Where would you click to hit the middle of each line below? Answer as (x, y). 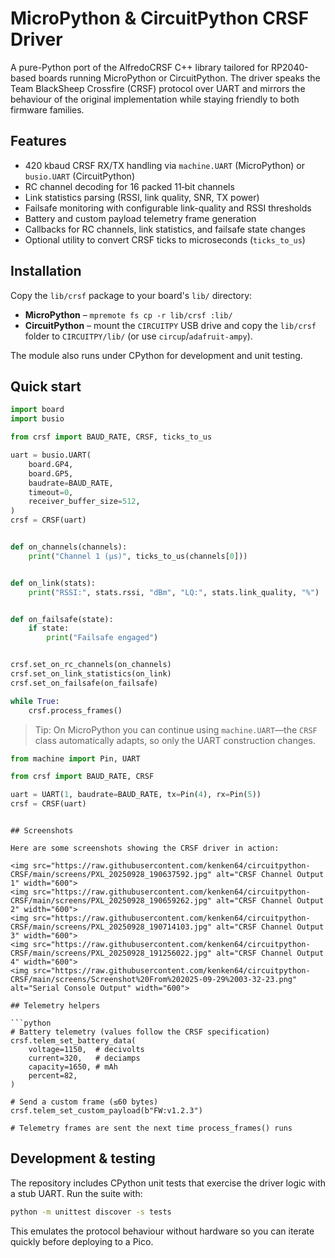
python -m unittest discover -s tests (91, 1212)
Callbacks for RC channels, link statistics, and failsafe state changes (165, 229)
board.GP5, (51, 473)
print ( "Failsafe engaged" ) (102, 638)
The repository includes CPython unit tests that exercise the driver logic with (168, 1183)
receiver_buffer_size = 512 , (84, 502)
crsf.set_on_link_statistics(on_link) (91, 674)
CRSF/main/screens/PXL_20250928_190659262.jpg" (111, 901)
